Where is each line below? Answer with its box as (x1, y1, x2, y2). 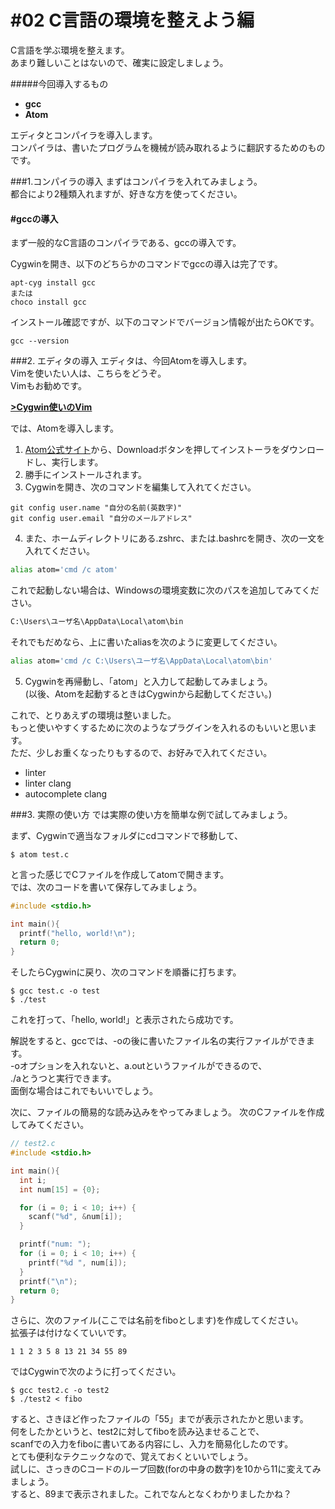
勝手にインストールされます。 (24, 469, 148, 481)
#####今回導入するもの (10, 77, 109, 90)
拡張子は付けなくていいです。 (10, 1327, 132, 1339)
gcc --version (10, 336, 70, 346)
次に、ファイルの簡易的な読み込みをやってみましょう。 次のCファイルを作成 (10, 1106, 325, 1118)
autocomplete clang (24, 787, 108, 800)
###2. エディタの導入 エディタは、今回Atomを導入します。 (10, 355, 253, 367)
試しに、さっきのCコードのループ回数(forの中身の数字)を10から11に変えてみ (10, 1463, 322, 1475)
